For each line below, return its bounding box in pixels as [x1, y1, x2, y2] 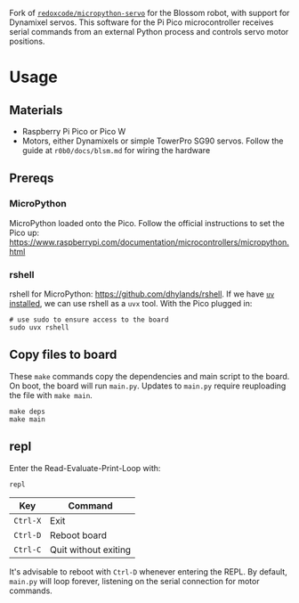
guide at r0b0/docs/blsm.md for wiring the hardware [21, 145, 211, 155]
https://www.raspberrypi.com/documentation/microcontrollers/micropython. [9, 236, 289, 248]
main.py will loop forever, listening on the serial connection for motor [9, 575, 260, 586]
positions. [9, 36, 45, 46]
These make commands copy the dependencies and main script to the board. [9, 371, 290, 381]
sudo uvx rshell [9, 322, 69, 332]
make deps [9, 407, 46, 416]
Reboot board [50, 529, 108, 542]
